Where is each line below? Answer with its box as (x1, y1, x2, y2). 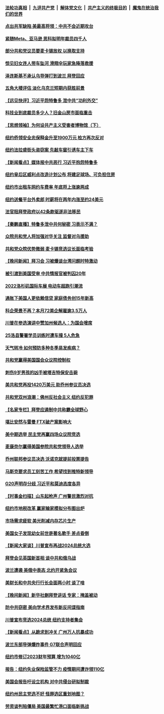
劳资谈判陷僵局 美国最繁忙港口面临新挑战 (5, 703, 89, 709)
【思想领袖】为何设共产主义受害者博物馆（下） (5, 122, 101, 128)
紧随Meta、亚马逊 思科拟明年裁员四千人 (5, 35, 87, 41)
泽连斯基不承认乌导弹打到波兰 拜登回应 (5, 72, 85, 78)
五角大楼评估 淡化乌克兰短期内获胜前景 (5, 85, 85, 91)
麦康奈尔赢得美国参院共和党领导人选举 (5, 444, 83, 450)
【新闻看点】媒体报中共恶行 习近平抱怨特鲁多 (5, 159, 98, 165)
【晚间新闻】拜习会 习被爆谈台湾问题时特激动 (5, 258, 98, 264)
